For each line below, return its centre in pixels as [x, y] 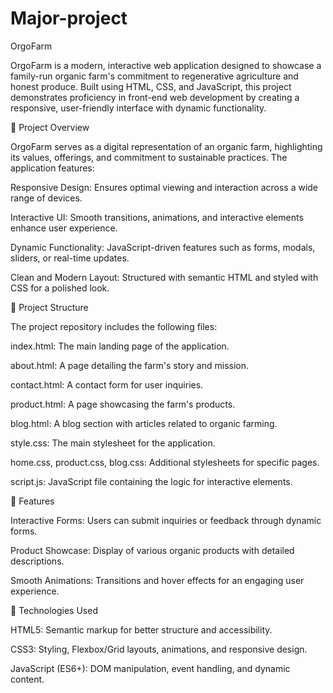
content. [27, 679]
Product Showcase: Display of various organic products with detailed [152, 550]
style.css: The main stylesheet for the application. [113, 443]
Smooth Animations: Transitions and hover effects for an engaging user [157, 580]
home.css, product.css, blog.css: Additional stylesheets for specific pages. [165, 462]
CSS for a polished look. [60, 288]
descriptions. [37, 561]
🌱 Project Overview [50, 127]
